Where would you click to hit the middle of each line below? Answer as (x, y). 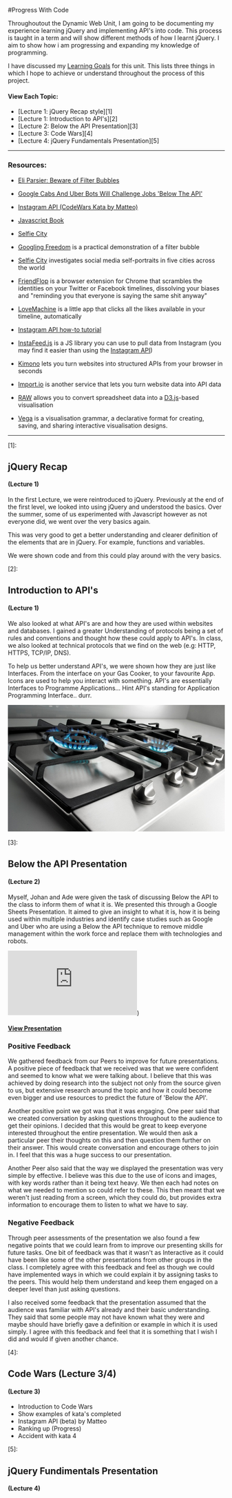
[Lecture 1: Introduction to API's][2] (67, 119)
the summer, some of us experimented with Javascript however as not (107, 514)
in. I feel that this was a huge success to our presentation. (90, 1155)
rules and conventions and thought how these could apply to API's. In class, (115, 638)
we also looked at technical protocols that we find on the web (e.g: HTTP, (112, 645)
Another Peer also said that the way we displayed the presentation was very (116, 1168)
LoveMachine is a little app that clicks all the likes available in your (112, 308)
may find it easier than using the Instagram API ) (85, 350)
